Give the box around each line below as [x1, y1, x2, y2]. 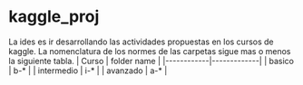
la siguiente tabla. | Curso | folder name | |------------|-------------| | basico [8, 55, 295, 66]
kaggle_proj [8, 6, 100, 27]
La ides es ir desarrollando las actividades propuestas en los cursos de [8, 36, 274, 47]
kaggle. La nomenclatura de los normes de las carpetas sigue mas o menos [8, 45, 291, 56]
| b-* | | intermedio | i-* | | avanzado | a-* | [8, 65, 168, 76]
